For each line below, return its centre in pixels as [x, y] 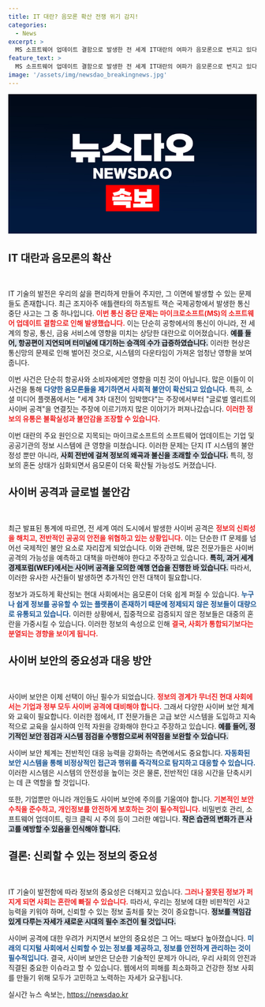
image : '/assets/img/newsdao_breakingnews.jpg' [88, 75]
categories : [28, 25]
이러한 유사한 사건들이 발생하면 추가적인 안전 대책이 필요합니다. [105, 577]
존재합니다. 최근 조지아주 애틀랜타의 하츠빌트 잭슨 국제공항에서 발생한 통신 [136, 304]
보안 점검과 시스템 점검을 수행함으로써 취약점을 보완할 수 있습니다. [129, 736]
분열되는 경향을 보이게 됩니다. [53, 633]
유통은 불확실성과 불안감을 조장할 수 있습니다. [91, 419]
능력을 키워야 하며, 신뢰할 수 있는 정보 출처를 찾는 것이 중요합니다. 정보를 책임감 [130, 912]
